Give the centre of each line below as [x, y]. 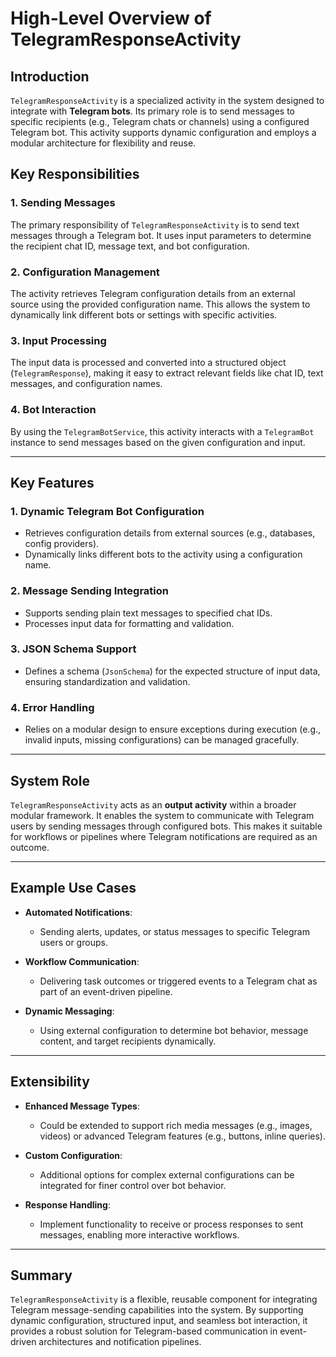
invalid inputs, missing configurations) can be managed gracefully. [162, 740]
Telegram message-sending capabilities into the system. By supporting [157, 1310]
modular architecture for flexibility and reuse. [103, 143]
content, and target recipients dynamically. [128, 1041]
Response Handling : [67, 1204]
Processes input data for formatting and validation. [129, 623]
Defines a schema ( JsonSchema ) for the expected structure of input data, [172, 671]
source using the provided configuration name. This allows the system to [160, 304]
